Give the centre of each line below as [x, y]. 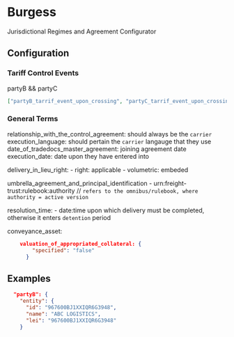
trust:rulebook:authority [41, 190]
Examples [29, 278]
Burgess [32, 12]
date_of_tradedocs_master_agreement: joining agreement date [97, 149]
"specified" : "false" [64, 250]
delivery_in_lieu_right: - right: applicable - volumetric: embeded [98, 170]
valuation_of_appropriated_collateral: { [80, 244]
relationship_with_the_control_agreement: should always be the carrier [110, 134]
